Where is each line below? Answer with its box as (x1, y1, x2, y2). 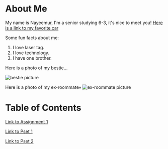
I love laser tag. (12, 44, 44, 50)
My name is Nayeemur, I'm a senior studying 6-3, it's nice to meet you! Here (5, 20, 163, 26)
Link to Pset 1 (5, 128, 33, 134)
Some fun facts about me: (5, 35, 59, 41)
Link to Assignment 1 (5, 118, 48, 124)
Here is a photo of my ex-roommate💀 (5, 84, 81, 90)
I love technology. (12, 50, 49, 56)
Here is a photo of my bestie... (5, 65, 68, 71)
